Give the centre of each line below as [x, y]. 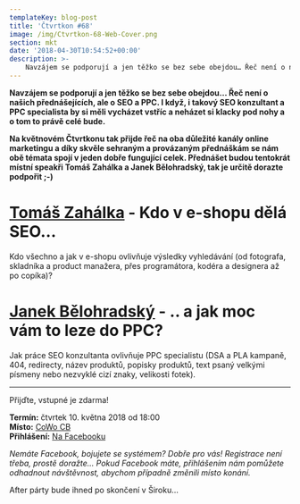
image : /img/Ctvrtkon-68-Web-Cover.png [83, 34]
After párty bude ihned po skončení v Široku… [94, 490]
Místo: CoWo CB [40, 426]
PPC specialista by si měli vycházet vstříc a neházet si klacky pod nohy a [147, 112]
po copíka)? [31, 275]
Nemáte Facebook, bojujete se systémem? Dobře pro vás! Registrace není [146, 453]
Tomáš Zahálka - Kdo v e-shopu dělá [148, 213]
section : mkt [33, 42]
